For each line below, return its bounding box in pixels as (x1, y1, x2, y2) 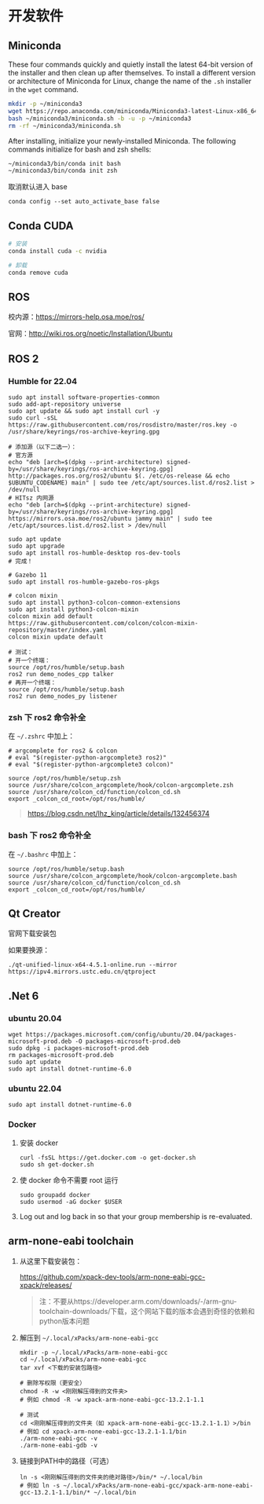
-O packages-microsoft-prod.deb (75, 1037, 181, 1045)
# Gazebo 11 (8, 571, 47, 580)
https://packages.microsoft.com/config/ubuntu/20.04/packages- (25, 1030, 237, 1039)
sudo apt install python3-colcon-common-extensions (8, 598, 181, 607)
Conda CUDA (8, 219, 74, 232)
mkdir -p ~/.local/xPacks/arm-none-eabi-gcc (19, 1348, 168, 1356)
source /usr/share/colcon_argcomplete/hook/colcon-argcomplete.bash (8, 872, 237, 880)
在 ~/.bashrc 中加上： (8, 849, 79, 858)
